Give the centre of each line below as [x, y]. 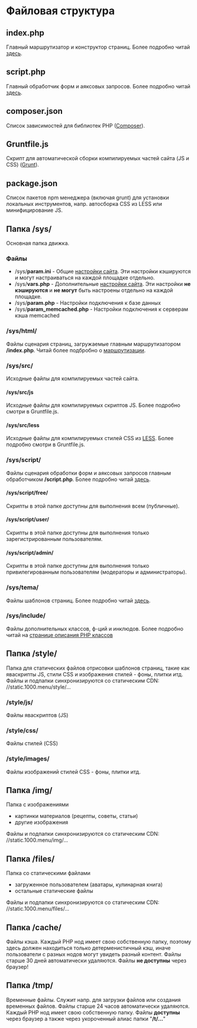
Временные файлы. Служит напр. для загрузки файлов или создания [93, 1000]
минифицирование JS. [35, 210]
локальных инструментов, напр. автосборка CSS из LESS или [84, 204]
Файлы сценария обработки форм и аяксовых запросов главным [89, 473]
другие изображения [41, 822]
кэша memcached [37, 316]
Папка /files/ [30, 859]
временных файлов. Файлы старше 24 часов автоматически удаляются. [98, 1006]
